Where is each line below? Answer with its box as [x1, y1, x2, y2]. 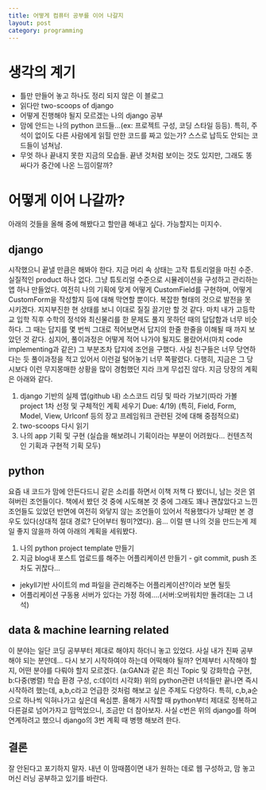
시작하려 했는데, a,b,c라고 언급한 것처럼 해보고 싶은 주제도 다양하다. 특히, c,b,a [8, 685, 252, 695]
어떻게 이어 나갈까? [8, 192, 125, 209]
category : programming [8, 26, 83, 34]
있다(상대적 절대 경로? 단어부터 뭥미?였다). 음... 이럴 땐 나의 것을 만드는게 [22, 516, 249, 526]
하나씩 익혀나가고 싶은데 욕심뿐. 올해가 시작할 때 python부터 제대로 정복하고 [22, 695, 258, 705]
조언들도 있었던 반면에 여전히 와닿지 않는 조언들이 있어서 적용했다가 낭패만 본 [8, 506, 246, 516]
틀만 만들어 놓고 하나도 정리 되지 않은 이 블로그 [19, 91, 164, 100]
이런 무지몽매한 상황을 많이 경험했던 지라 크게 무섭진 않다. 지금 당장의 [29, 364, 244, 374]
